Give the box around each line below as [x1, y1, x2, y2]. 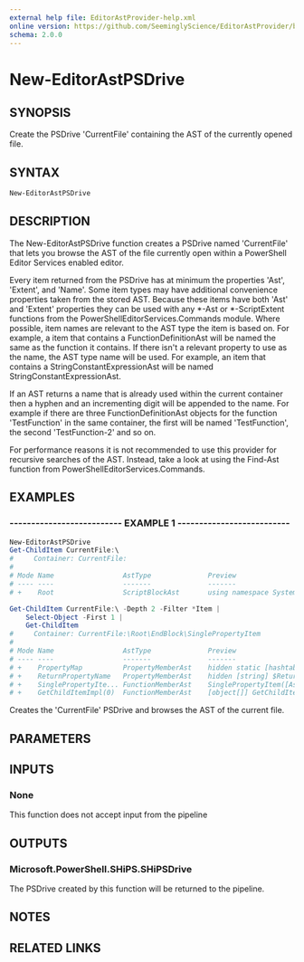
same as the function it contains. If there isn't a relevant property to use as [9, 341, 288, 353]
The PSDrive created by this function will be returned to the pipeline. [9, 883, 265, 894]
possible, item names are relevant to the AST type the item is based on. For [9, 322, 290, 333]
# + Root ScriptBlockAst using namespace [9, 587, 270, 597]
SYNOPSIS [9, 105, 71, 120]
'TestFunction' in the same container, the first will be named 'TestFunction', [9, 417, 290, 428]
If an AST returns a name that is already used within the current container [9, 388, 283, 399]
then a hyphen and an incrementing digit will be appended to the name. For [9, 397, 290, 408]
